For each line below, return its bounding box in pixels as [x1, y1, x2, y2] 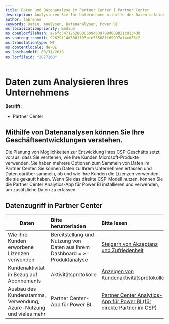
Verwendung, [8, 298, 40, 305]
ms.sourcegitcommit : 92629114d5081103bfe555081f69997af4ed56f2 [5, 36, 141, 41]
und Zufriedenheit [101, 247, 144, 254]
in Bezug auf [8, 271, 38, 278]
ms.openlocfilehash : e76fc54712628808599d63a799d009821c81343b [5, 31, 141, 36]
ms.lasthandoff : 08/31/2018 [5, 49, 64, 55]
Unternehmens [5, 87, 69, 98]
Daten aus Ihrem [51, 243, 90, 250]
